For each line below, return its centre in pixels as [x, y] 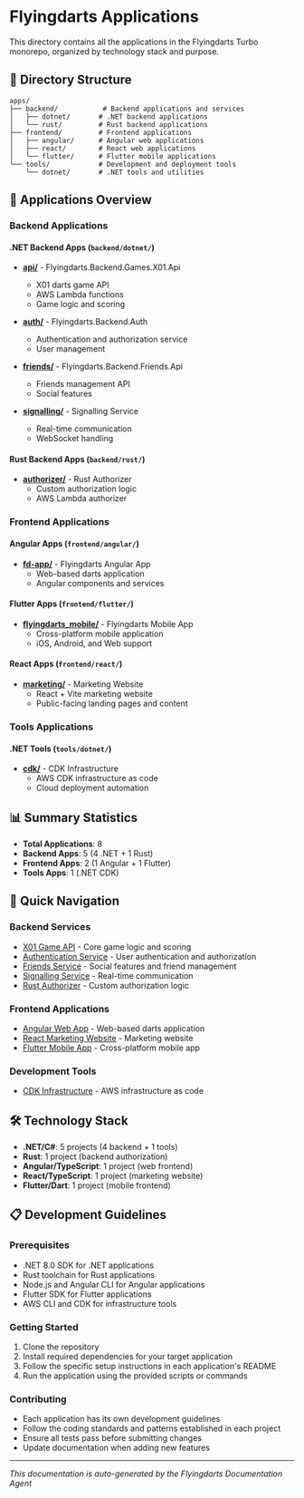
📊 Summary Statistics [74, 817]
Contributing [38, 1399]
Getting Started [44, 1327]
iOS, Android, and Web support [94, 643]
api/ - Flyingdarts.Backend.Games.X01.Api [101, 267]
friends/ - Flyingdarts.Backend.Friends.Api [103, 367]
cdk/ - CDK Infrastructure [71, 768]
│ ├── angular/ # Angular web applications [107, 140]
